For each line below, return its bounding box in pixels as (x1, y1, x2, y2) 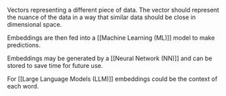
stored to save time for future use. (7, 62, 103, 69)
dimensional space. (7, 21, 62, 28)
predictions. (7, 41, 41, 49)
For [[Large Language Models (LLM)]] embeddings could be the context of (7, 75, 218, 83)
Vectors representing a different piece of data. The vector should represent (7, 6, 219, 14)
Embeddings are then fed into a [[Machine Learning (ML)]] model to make (7, 34, 215, 42)
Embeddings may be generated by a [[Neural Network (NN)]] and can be (7, 54, 212, 62)
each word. (7, 82, 39, 90)
